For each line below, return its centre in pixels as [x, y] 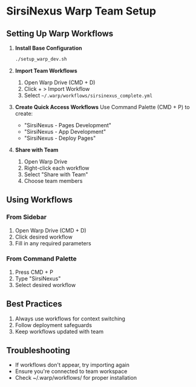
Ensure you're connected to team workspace [71, 371]
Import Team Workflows [46, 70]
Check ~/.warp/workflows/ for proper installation [76, 378]
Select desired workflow [45, 285]
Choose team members [53, 180]
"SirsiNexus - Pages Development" [68, 125]
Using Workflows [40, 200]
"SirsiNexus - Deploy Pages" [60, 138]
